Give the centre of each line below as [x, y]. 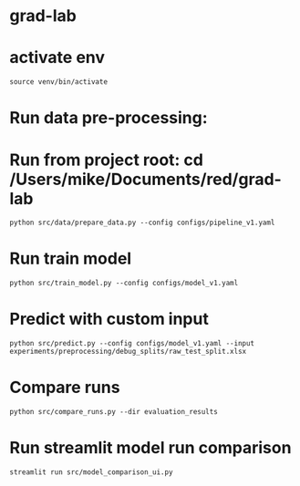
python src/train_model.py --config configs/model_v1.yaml [124, 284]
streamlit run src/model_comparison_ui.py [91, 472]
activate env [57, 58]
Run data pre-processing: [109, 118]
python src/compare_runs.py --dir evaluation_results [114, 412]
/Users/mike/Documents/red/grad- [146, 179]
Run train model [71, 259]
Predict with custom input [109, 319]
